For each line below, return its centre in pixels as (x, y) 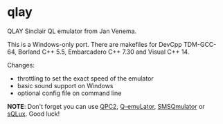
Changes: (21, 65)
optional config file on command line (69, 93)
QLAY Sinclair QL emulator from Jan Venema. (72, 31)
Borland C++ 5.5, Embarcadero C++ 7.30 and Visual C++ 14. (104, 52)
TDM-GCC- (200, 44)
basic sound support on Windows (65, 85)
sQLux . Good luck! (34, 114)
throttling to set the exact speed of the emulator (85, 78)
